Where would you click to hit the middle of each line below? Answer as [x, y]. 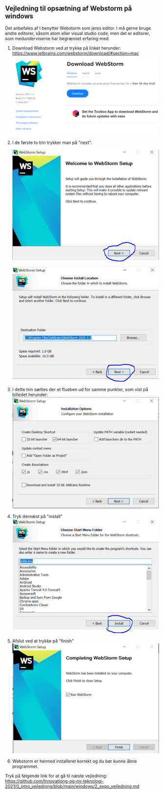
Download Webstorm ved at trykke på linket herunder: [66, 48]
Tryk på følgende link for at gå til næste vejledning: [56, 776]
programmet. [25, 766]
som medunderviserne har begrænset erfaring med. [57, 38]
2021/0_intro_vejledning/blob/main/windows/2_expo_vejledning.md [72, 786]
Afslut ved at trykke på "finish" [43, 641]
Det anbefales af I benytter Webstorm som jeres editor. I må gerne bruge [78, 28]
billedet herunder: [30, 395]
